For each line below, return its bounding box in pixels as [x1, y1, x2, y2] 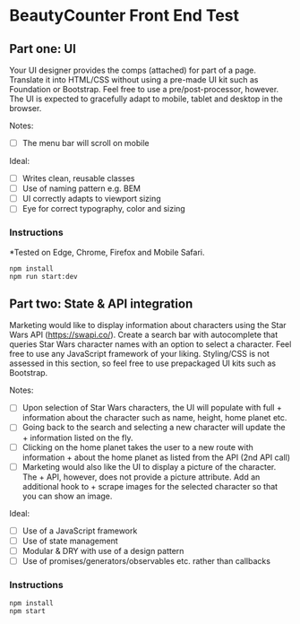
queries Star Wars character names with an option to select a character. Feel [9, 339, 292, 350]
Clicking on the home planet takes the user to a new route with [21, 441, 253, 453]
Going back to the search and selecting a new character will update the [21, 422, 286, 433]
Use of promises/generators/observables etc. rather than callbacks [21, 555, 271, 566]
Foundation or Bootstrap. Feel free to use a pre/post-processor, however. [9, 84, 279, 94]
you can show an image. [21, 490, 113, 501]
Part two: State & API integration [9, 297, 193, 311]
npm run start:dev [9, 272, 78, 281]
